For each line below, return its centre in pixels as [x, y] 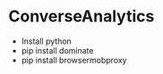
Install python [47, 41]
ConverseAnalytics [81, 16]
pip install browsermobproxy [74, 60]
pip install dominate [57, 50]
